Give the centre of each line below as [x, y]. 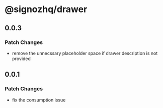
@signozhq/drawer [46, 9]
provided [21, 59]
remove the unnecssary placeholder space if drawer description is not [85, 53]
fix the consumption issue [39, 100]
